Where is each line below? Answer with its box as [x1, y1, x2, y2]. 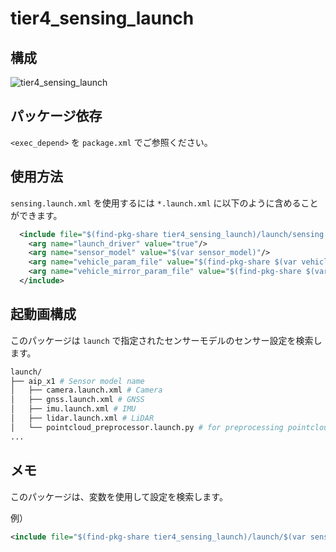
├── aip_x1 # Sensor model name [10, 376, 145, 386]
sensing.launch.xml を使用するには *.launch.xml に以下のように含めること [10, 197, 319, 209]
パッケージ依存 [10, 108, 103, 125]
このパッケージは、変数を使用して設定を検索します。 [10, 490, 228, 502]
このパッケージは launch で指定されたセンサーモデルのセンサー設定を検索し [10, 334, 323, 346]
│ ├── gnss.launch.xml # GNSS [10, 395, 145, 405]
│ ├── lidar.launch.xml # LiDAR [10, 413, 155, 424]
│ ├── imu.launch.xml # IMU [10, 404, 137, 414]
